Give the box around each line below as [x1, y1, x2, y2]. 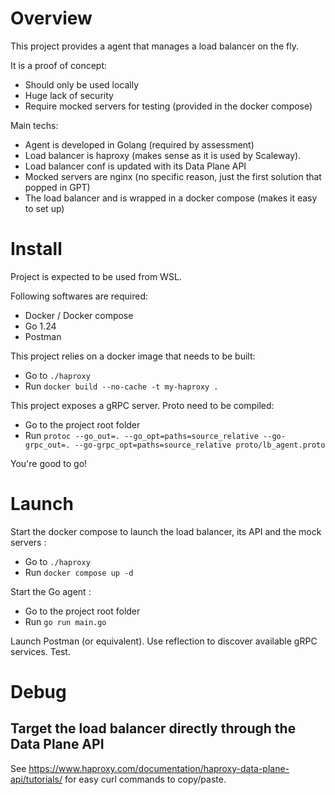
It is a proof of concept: [10, 59, 108, 71]
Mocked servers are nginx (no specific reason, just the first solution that [24, 170, 322, 182]
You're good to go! [10, 457, 88, 469]
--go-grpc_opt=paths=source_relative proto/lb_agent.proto [74, 440, 326, 450]
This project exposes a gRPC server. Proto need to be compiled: [10, 399, 275, 411]
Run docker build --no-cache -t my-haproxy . [24, 380, 219, 392]
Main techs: [10, 119, 59, 131]
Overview [10, 7, 93, 30]
